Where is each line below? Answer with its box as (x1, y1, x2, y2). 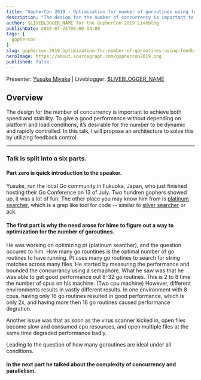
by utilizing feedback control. (6, 134, 78, 141)
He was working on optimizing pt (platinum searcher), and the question (6, 241, 181, 248)
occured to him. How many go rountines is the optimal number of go (6, 248, 175, 255)
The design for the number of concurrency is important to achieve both (6, 108, 182, 115)
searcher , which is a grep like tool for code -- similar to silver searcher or (6, 202, 186, 209)
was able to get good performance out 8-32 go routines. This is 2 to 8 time (6, 273, 191, 280)
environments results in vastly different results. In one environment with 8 (6, 285, 187, 293)
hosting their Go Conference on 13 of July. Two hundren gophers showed (6, 189, 187, 196)
